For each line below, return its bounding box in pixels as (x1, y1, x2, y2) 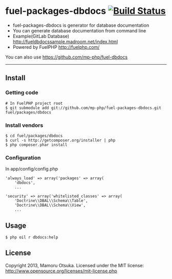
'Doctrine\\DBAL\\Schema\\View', (14, 203, 86, 208)
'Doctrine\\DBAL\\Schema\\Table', (14, 198, 88, 203)
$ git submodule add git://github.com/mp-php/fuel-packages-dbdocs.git (5, 105, 161, 110)
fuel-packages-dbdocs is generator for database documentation (12, 22, 149, 28)
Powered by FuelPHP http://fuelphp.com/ (12, 44, 100, 50)
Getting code (5, 89, 38, 96)
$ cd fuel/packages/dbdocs (5, 133, 63, 138)
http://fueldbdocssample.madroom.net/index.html (12, 39, 118, 45)
